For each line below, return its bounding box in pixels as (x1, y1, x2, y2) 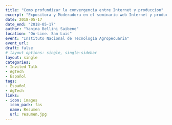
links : (5, 93, 19, 98)
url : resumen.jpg (10, 112, 47, 117)
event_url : (5, 41, 29, 46)
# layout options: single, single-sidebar (5, 50, 97, 55)
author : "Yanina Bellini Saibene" (5, 27, 79, 32)
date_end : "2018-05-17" (5, 21, 56, 27)
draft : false (5, 45, 33, 51)
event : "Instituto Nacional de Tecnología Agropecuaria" (5, 36, 130, 41)
